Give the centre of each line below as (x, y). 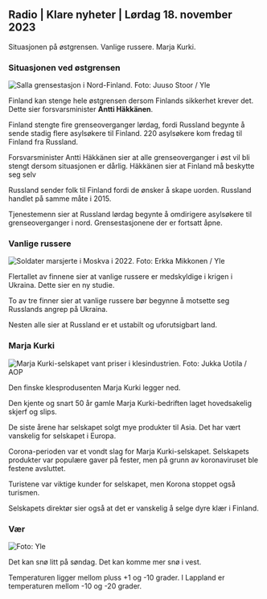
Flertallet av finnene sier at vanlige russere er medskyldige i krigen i (121, 277)
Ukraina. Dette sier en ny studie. (62, 285)
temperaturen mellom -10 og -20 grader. (75, 586)
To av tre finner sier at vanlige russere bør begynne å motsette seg (119, 301)
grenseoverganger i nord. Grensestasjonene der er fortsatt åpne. (115, 223)
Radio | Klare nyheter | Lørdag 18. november (121, 15)
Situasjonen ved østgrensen (64, 68)
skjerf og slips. (33, 412)
